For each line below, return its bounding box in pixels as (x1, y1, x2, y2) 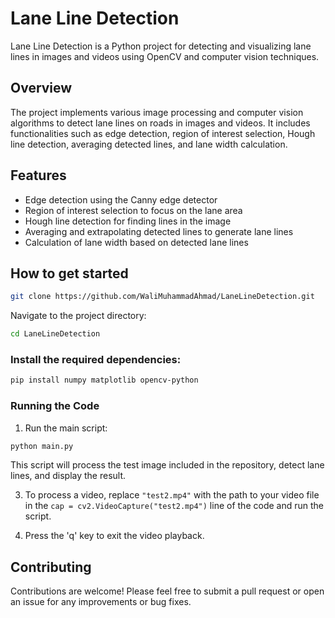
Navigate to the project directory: (10, 310, 147, 322)
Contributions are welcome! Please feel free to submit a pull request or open (10, 585, 325, 597)
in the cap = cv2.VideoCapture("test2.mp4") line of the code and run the (24, 500, 324, 512)
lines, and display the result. (10, 470, 127, 482)
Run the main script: (24, 422, 108, 434)
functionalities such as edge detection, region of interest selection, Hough (10, 127, 316, 139)
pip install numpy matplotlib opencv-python (10, 375, 199, 386)
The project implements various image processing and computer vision (10, 106, 304, 118)
